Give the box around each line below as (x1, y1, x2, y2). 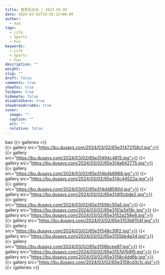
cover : (5, 108, 19, 113)
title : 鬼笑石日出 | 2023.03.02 (5, 7, 68, 12)
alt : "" (9, 121, 26, 126)
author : (5, 16, 21, 21)
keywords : (5, 44, 26, 49)
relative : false (9, 126, 43, 131)
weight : (5, 67, 21, 72)
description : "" (5, 62, 38, 67)
